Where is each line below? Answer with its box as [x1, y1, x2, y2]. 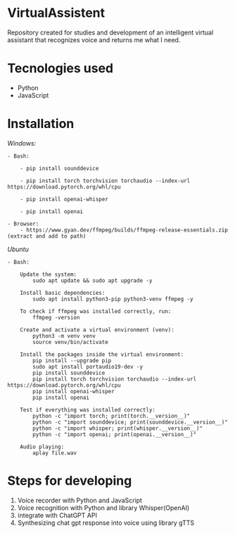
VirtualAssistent [7, 5, 106, 21]
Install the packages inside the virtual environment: [20, 350, 184, 358]
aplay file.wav [32, 449, 77, 457]
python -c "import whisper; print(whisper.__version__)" [32, 424, 203, 432]
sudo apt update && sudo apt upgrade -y [32, 276, 153, 284]
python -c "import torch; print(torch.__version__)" [32, 412, 191, 419]
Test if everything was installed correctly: [20, 406, 156, 413]
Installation [7, 116, 75, 132]
